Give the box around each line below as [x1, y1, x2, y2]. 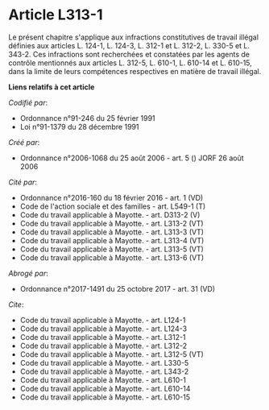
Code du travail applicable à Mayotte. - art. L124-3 [19, 324, 188, 333]
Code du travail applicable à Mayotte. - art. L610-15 [19, 392, 191, 402]
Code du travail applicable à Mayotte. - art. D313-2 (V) [19, 209, 201, 219]
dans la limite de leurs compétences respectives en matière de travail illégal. [8, 66, 262, 76]
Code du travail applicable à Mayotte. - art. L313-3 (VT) [19, 227, 204, 237]
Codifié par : [8, 97, 48, 107]
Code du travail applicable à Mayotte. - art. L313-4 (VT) [19, 235, 205, 245]
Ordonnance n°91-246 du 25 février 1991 [19, 113, 155, 122]
